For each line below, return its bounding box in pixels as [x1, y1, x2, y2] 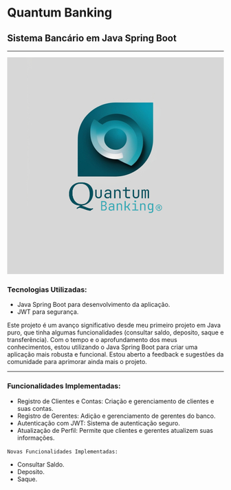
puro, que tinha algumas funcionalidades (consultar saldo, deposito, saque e [7, 328, 224, 337]
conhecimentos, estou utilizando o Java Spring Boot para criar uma [7, 343, 198, 352]
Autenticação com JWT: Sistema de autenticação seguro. [16, 418, 181, 427]
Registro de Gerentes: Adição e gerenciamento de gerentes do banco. [16, 412, 216, 420]
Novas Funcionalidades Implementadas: [7, 448, 118, 455]
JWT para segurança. [16, 308, 79, 316]
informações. [16, 434, 55, 442]
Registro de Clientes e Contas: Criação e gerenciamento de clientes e [16, 397, 214, 405]
